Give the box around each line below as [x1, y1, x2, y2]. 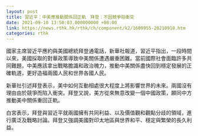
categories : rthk [6, 31, 49, 37]
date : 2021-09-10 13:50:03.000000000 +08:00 [6, 19, 117, 25]
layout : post [6, 8, 38, 15]
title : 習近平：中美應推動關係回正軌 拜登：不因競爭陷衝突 [6, 14, 134, 20]
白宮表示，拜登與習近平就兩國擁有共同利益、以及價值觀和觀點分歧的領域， [6, 110, 187, 117]
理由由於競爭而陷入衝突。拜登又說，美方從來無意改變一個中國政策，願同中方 [6, 89, 192, 97]
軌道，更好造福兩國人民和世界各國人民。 [11, 69, 110, 77]
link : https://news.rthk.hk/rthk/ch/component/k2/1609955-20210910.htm [6, 25, 186, 31]
